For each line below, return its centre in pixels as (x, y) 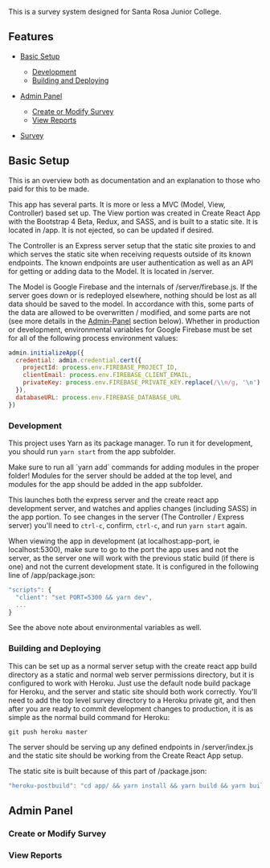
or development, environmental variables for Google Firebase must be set (130, 330)
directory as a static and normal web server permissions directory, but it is (131, 674)
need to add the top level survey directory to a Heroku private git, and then (132, 700)
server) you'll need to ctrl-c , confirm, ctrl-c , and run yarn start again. (128, 525)
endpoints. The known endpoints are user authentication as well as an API (131, 262)
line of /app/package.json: (52, 575)
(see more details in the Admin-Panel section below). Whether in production (134, 321)
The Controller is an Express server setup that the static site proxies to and (132, 245)
